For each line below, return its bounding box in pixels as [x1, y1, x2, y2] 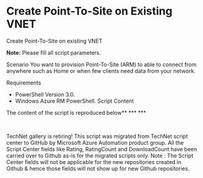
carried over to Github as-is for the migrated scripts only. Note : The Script [6, 152, 194, 159]
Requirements [6, 79, 41, 86]
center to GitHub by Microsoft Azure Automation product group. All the [6, 139, 184, 146]
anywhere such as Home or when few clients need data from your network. [6, 67, 196, 74]
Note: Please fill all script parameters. [6, 49, 101, 56]
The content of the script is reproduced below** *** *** [6, 109, 146, 116]
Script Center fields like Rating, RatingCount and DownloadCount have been [6, 145, 197, 152]
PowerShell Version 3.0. [15, 91, 75, 98]
